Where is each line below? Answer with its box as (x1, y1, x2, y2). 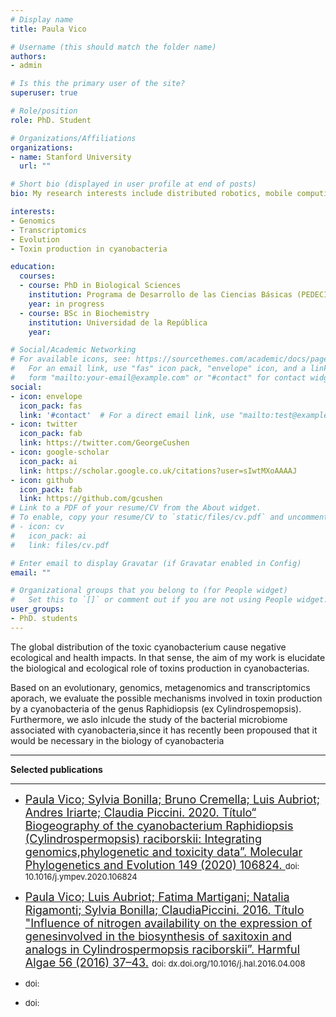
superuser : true (10, 88, 78, 98)
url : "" (19, 161, 52, 171)
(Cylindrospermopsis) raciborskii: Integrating (24, 831, 262, 846)
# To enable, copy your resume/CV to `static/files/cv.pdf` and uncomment (10, 512, 329, 523)
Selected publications (10, 763, 103, 775)
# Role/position (10, 106, 78, 116)
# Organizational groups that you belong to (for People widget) (10, 586, 288, 596)
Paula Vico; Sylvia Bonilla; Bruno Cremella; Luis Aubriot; (24, 792, 321, 806)
